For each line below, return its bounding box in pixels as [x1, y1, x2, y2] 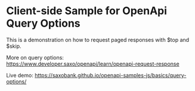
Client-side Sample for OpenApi [6, 4, 168, 18]
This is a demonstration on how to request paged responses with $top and [6, 36, 190, 43]
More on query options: [6, 54, 64, 61]
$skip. [6, 43, 22, 50]
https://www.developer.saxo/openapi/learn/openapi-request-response [6, 60, 180, 67]
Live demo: [6, 71, 34, 79]
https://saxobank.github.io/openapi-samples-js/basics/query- [35, 71, 187, 79]
